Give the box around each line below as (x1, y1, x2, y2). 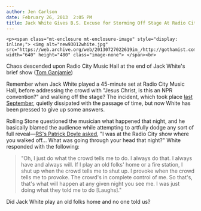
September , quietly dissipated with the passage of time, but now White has (6, 100, 191, 107)
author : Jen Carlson (6, 8, 58, 15)
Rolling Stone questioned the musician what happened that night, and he (6, 117, 185, 125)
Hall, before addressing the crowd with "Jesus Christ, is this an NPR (6, 87, 173, 94)
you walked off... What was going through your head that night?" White (6, 137, 181, 144)
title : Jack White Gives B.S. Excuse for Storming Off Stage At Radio (6, 20, 186, 26)
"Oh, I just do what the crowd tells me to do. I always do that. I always (20, 155, 193, 162)
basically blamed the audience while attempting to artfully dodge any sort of (6, 124, 194, 131)
